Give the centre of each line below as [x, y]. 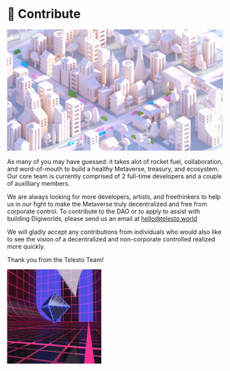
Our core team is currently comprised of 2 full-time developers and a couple [115, 176]
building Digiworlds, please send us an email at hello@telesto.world [102, 219]
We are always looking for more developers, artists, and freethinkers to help [114, 197]
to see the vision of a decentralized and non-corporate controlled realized [111, 239]
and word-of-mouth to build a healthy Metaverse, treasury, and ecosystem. [113, 169]
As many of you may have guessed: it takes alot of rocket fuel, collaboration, [115, 162]
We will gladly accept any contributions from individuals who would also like [114, 232]
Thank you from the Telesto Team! [55, 260]
